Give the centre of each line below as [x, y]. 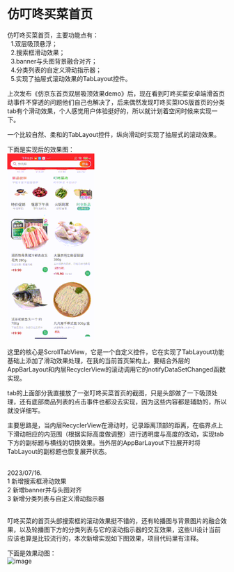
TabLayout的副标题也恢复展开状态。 [59, 451]
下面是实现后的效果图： [41, 149]
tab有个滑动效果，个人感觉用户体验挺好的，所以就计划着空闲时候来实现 [110, 111]
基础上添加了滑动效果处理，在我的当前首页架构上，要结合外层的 [99, 360]
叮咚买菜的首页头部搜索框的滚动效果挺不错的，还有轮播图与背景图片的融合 [114, 520]
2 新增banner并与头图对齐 [45, 490]
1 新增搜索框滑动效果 [37, 481]
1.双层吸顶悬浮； [34, 43]
